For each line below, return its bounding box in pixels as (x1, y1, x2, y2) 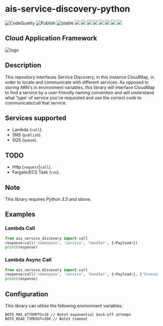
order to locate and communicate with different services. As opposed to (5, 79, 149, 85)
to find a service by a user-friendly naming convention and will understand (5, 89, 154, 95)
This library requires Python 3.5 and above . (5, 196, 92, 202)
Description (5, 61, 41, 69)
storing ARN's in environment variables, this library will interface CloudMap (5, 84, 155, 90)
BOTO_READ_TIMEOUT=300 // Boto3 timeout (5, 317, 88, 322)
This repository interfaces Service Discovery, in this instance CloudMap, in (5, 74, 154, 80)
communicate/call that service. (5, 100, 67, 105)
